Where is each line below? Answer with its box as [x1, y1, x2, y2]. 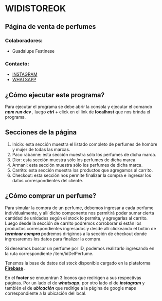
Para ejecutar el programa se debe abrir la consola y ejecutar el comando [5, 104, 152, 109]
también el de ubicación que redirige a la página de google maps [5, 285, 136, 291]
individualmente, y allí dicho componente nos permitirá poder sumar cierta [5, 210, 154, 215]
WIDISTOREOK [5, 3, 66, 14]
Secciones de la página [5, 128, 77, 137]
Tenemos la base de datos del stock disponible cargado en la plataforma [5, 260, 151, 266]
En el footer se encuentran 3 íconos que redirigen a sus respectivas [5, 275, 142, 280]
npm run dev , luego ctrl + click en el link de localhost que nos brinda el [5, 108, 151, 115]
